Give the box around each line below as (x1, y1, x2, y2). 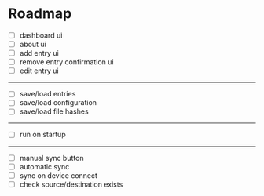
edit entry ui (19, 66, 59, 75)
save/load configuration (19, 98, 97, 107)
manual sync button (19, 153, 84, 162)
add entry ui (19, 49, 59, 58)
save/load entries (19, 89, 76, 99)
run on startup (19, 130, 66, 140)
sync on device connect (19, 170, 98, 180)
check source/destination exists (19, 180, 123, 189)
